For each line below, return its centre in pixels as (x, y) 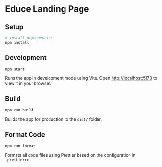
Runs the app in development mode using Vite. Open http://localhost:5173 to (81, 78)
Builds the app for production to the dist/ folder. (54, 119)
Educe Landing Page (47, 9)
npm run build (19, 110)
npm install (17, 42)
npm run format (20, 146)
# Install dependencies (29, 38)
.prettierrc (17, 160)
